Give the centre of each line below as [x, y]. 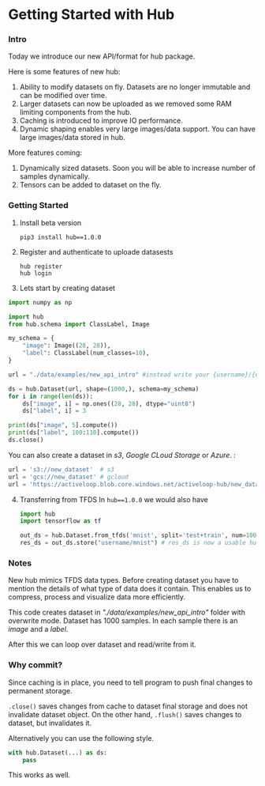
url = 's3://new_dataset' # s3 [61, 469]
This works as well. [39, 775]
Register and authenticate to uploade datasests [96, 251]
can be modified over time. [63, 96]
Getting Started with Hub [91, 15]
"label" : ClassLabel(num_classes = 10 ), [86, 353]
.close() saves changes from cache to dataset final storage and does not [128, 706]
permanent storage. [40, 690]
